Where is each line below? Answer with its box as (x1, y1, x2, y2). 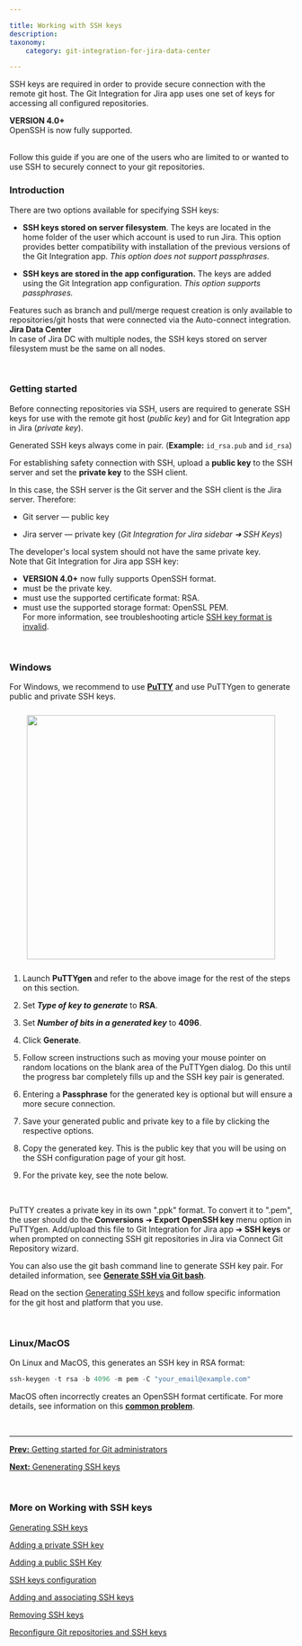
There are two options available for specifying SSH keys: (9, 204, 219, 215)
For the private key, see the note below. (22, 1170, 169, 1180)
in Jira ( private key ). (9, 422, 84, 433)
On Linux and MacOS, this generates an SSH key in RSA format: (9, 1357, 245, 1369)
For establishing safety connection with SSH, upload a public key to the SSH (9, 457, 293, 468)
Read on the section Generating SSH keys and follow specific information (9, 1288, 281, 1298)
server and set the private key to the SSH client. (9, 466, 189, 477)
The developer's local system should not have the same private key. (9, 546, 262, 556)
